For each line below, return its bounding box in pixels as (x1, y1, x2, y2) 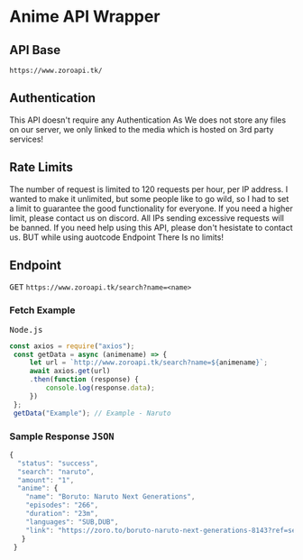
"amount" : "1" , (17, 475, 75, 484)
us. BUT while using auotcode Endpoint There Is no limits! (9, 232, 224, 243)
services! (9, 133, 43, 144)
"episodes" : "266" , (25, 500, 99, 510)
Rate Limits (9, 160, 74, 175)
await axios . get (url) (29, 367, 111, 376)
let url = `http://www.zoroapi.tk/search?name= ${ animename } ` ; (29, 358, 269, 367)
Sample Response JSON (9, 430, 115, 443)
